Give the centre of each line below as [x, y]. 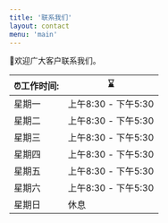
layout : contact [39, 26]
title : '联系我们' [41, 17]
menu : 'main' [34, 34]
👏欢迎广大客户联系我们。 [55, 61]
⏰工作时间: [37, 86]
